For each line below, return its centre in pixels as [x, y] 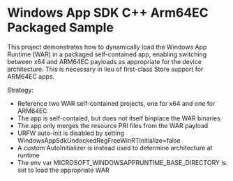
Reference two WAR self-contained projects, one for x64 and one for [116, 103]
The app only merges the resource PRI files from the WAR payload [113, 125]
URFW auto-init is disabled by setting [70, 133]
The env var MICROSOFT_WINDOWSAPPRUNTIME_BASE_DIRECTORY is [122, 162]
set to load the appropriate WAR [63, 170]
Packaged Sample [60, 27]
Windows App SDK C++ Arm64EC [108, 13]
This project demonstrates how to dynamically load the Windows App [107, 47]
